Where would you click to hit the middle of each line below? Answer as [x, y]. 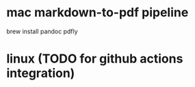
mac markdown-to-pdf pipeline [97, 13]
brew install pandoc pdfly [42, 31]
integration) [41, 73]
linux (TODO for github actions [95, 59]
